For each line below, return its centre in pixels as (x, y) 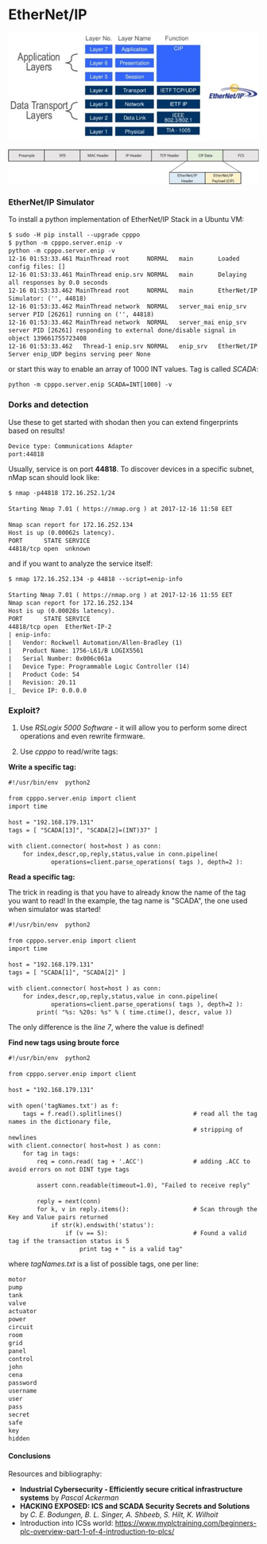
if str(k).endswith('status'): (103, 1225)
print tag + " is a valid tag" (131, 1249)
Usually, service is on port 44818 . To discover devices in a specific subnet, (131, 469)
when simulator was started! (54, 909)
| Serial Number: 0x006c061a (60, 658)
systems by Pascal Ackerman (69, 1498)
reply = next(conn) (69, 1201)
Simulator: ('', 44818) (48, 299)
